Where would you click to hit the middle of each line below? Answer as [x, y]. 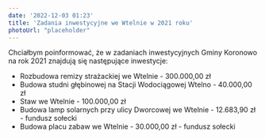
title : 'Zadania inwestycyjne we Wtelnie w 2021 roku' [101, 23]
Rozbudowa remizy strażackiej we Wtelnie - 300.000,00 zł [115, 77]
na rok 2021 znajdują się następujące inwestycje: [88, 61]
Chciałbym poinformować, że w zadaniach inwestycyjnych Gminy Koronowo [133, 53]
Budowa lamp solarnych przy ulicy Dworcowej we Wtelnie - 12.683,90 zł [138, 110]
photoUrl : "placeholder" [49, 30]
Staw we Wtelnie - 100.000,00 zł [73, 101]
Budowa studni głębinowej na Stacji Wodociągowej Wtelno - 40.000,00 [136, 85]
